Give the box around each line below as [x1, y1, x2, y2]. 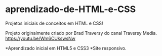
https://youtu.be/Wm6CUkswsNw [5, 35, 76, 41]
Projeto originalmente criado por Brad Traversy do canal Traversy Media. [5, 30, 157, 36]
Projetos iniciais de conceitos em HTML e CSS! [5, 20, 103, 26]
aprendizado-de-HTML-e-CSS [5, 4, 136, 15]
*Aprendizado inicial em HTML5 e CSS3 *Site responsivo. [5, 45, 127, 51]
